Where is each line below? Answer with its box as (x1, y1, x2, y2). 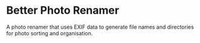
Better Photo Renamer (6, 4, 120, 17)
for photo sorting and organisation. (6, 29, 93, 36)
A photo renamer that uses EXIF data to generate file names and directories (6, 23, 195, 30)
